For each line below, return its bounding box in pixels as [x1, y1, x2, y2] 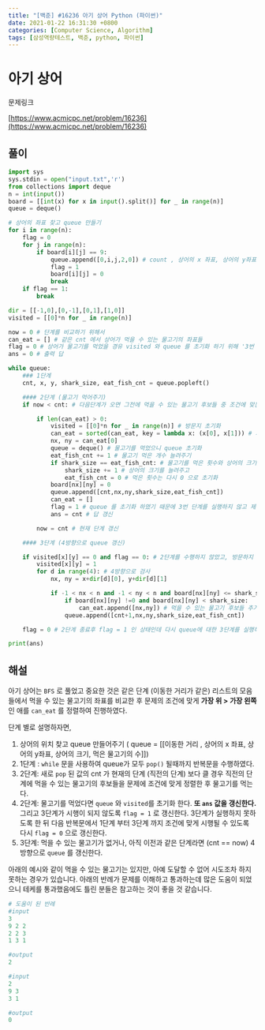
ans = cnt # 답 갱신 [50, 510, 113, 518]
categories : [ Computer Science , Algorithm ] [8, 26, 154, 34]
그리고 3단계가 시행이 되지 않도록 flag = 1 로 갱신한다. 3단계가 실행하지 [19, 808, 242, 818]
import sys [8, 168, 44, 176]
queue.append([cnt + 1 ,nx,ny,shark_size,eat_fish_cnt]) [64, 611, 245, 620]
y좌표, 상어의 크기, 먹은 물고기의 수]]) [34, 749, 149, 758]
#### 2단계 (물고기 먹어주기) [22, 393, 106, 401]
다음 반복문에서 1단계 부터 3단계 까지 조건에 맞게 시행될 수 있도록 [50, 818, 250, 828]
